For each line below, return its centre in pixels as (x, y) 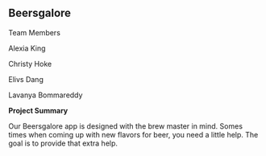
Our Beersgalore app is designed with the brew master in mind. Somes (126, 126)
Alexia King (27, 48)
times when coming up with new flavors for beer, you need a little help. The (133, 134)
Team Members (34, 32)
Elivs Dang (26, 79)
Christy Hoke (30, 64)
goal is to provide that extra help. (63, 143)
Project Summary (38, 110)
